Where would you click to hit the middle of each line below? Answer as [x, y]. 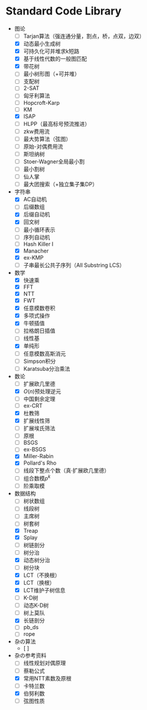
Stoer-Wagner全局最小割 [54, 162]
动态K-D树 [36, 605]
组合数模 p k [37, 478]
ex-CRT [33, 406]
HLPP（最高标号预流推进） [57, 124]
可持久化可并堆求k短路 [51, 51]
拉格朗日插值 [39, 331]
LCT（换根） [39, 582]
